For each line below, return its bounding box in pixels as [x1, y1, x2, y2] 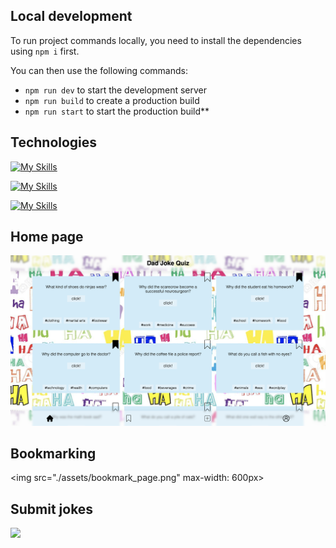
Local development [10, 8, 133, 25]
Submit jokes [10, 500, 94, 518]
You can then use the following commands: [10, 64, 188, 76]
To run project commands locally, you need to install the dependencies [10, 34, 302, 46]
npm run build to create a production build [24, 94, 200, 106]
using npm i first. [10, 45, 80, 57]
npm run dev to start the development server [24, 84, 207, 96]
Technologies [10, 134, 98, 151]
